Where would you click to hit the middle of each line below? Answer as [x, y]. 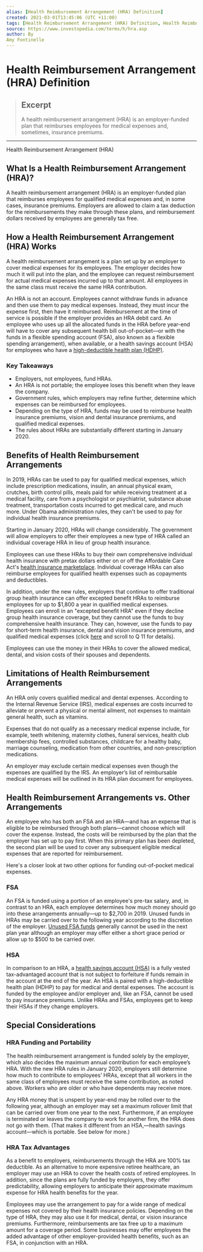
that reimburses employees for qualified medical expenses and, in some [96, 199]
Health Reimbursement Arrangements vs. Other [98, 798]
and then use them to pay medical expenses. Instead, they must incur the [98, 305]
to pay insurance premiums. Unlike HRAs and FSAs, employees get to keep [100, 1000]
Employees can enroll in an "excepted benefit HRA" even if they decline [95, 611]
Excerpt [36, 105]
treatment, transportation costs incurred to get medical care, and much [95, 505]
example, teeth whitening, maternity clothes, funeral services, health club [98, 735]
